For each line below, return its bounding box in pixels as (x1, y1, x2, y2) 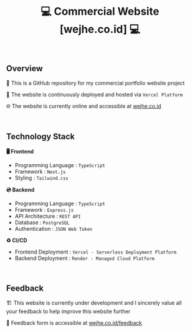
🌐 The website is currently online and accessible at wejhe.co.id (6, 102, 162, 109)
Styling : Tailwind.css (14, 174, 69, 181)
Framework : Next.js (14, 168, 66, 175)
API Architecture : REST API (14, 212, 82, 220)
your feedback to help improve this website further (6, 308, 131, 315)
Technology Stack (6, 131, 75, 142)
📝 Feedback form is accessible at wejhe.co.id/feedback (6, 320, 142, 327)
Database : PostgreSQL (14, 218, 70, 226)
